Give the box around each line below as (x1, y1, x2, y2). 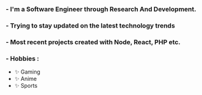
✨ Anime (14, 75, 37, 83)
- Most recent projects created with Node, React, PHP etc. (5, 37, 181, 46)
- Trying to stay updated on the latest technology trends (5, 21, 175, 29)
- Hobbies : (5, 54, 40, 63)
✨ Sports (14, 82, 38, 89)
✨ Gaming (14, 68, 41, 75)
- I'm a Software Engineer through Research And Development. (5, 5, 197, 13)
